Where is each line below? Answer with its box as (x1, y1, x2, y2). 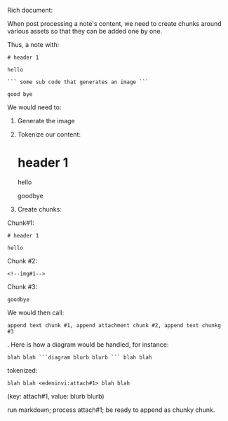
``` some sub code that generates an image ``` (7, 78, 149, 85)
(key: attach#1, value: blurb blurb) (7, 392, 105, 400)
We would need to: (7, 103, 62, 111)
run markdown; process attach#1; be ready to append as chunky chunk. (7, 406, 215, 414)
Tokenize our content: (17, 130, 81, 139)
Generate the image (17, 117, 75, 125)
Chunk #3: (7, 282, 38, 291)
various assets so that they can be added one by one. (7, 27, 163, 35)
